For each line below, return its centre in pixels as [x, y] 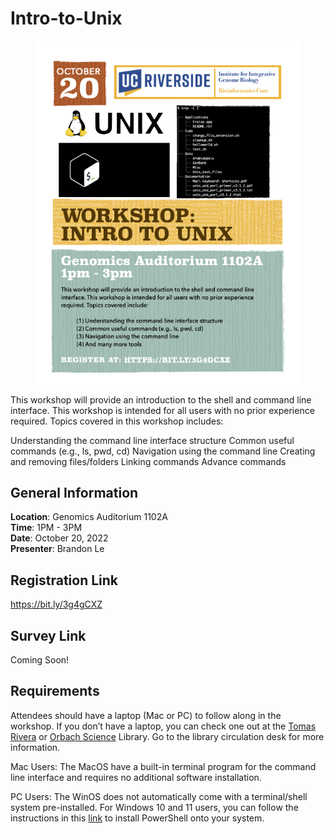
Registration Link [64, 580]
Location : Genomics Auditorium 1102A [89, 517]
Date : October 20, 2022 [59, 538]
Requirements [55, 691]
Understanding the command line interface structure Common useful [152, 440]
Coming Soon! [40, 660]
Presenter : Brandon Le [57, 549]
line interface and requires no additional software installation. [136, 777]
